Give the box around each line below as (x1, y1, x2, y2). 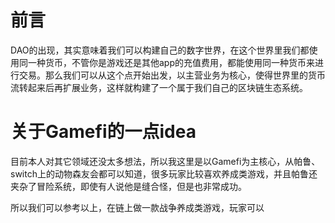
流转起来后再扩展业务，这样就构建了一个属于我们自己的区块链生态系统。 (10, 81, 308, 93)
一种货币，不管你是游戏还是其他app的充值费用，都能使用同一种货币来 (27, 56, 316, 68)
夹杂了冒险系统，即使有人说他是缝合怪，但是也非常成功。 (10, 180, 247, 192)
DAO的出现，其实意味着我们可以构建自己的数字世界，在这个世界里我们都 (10, 44, 310, 56)
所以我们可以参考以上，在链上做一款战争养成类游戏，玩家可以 (10, 201, 265, 213)
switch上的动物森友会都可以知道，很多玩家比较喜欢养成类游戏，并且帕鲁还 (10, 167, 318, 180)
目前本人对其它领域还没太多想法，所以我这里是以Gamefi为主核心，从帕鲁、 (10, 155, 321, 167)
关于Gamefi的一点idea (10, 121, 197, 143)
